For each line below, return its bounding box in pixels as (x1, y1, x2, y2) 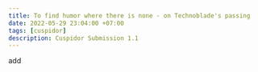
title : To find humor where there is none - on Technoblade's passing (8, 11, 251, 20)
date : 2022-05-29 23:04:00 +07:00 (8, 19, 125, 27)
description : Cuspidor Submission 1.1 (8, 34, 139, 42)
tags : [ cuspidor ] (8, 26, 67, 34)
